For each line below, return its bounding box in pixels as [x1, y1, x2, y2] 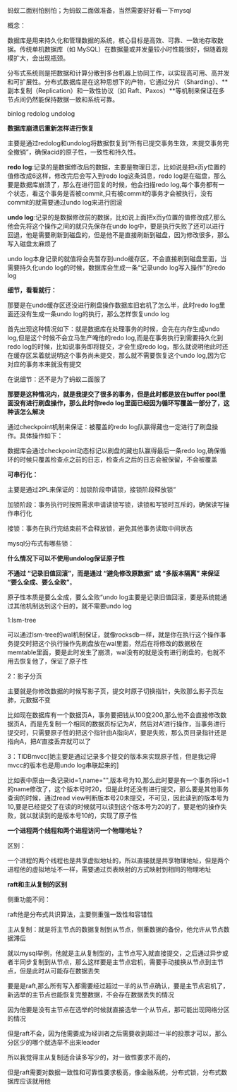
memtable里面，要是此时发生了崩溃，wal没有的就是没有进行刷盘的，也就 [7, 648, 220, 656]
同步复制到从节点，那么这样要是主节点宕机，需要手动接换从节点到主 [19, 958, 217, 966]
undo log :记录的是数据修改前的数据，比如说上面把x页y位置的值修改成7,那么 [7, 213, 226, 221]
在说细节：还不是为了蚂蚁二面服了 [7, 375, 107, 383]
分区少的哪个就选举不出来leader [7, 1038, 100, 1046]
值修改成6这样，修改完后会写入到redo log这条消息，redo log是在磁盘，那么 [7, 172, 226, 180]
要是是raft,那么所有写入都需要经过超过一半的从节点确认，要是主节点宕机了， [7, 982, 229, 990]
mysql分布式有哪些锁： [7, 539, 75, 547]
